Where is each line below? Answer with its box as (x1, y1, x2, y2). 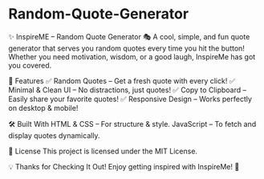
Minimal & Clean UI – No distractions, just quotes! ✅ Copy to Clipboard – (8, 85, 247, 95)
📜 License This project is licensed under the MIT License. (8, 146, 198, 156)
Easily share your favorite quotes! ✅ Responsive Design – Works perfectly (8, 94, 253, 104)
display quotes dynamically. (8, 130, 100, 140)
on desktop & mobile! (8, 103, 79, 112)
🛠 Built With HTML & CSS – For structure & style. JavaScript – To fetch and (8, 119, 257, 128)
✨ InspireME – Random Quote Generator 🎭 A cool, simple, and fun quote (8, 31, 250, 41)
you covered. (8, 60, 52, 70)
